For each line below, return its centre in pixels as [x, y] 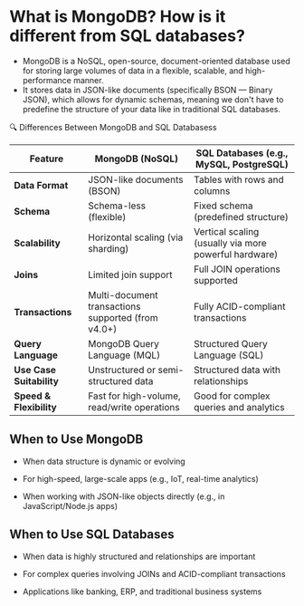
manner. [89, 80]
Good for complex [232, 396]
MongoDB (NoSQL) [137, 159]
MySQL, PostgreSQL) [242, 164]
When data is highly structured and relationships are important [139, 556]
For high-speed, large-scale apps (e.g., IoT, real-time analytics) [141, 478]
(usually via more [230, 243]
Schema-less [117, 206]
